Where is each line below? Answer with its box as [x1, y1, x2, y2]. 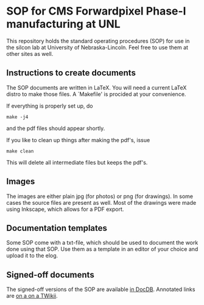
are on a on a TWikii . [6, 292, 58, 300]
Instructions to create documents [6, 68, 136, 78]
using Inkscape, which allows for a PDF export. [6, 205, 124, 213]
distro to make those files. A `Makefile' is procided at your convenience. [6, 90, 186, 98]
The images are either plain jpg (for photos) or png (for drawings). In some [6, 193, 194, 200]
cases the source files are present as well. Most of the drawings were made [6, 199, 197, 206]
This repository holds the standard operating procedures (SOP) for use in [6, 37, 190, 44]
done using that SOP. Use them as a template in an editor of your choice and [6, 245, 199, 253]
